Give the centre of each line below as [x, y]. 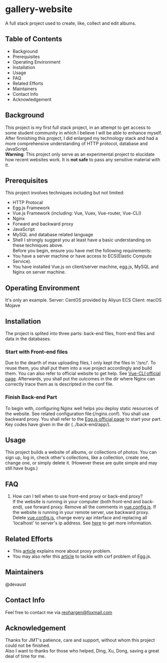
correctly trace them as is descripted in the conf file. [59, 384]
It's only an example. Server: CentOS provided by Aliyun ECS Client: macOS [83, 300]
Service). [22, 261]
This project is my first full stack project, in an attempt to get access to [78, 127]
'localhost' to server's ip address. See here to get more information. [82, 523]
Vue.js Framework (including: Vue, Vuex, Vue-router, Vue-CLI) [77, 213]
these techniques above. [38, 245]
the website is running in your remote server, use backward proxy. [81, 512]
